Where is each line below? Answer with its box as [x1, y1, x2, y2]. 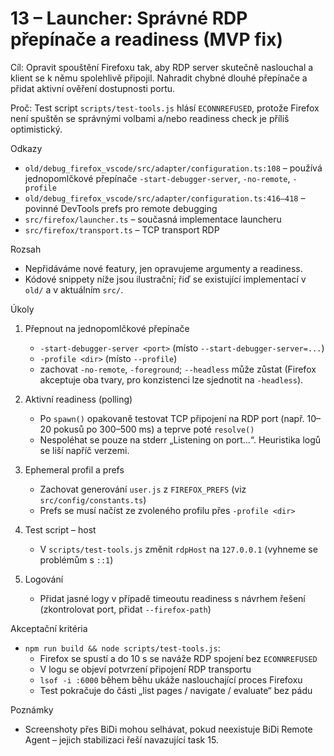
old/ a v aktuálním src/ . [24, 283, 124, 296]
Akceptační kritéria [10, 622, 88, 634]
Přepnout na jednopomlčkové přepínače [24, 322, 190, 334]
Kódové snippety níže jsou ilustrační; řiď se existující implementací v [24, 273, 307, 285]
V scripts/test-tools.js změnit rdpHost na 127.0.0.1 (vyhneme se [39, 543, 318, 555]
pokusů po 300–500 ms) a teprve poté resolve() [53, 423, 255, 435]
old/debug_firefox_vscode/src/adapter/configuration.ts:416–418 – [24, 192, 306, 204]
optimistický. [10, 123, 63, 135]
